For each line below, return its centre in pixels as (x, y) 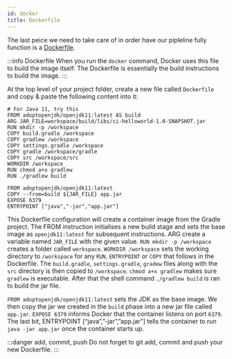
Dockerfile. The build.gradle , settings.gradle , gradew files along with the (113, 263)
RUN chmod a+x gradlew (40, 170)
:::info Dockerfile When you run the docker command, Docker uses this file (113, 60)
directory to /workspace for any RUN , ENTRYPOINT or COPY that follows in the (111, 256)
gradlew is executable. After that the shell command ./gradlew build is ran (114, 278)
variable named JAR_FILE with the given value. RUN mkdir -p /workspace (109, 241)
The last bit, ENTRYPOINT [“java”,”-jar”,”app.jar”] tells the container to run (112, 321)
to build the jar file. (34, 285)
